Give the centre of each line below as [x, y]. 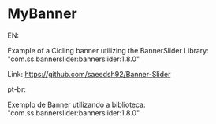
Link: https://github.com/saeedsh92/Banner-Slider [89, 74]
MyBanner [43, 14]
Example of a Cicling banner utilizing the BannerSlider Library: [108, 50]
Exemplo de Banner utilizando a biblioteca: [77, 104]
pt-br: [17, 89]
